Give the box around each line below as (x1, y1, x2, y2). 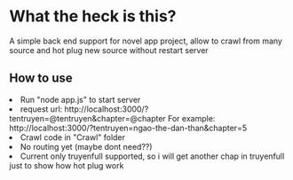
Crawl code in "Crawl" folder (20, 131, 126, 143)
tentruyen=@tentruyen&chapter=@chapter (9, 113, 166, 123)
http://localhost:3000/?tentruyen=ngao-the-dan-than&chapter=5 (9, 122, 247, 133)
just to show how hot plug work (9, 160, 124, 170)
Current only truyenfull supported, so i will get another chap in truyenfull (20, 151, 285, 161)
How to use (9, 71, 73, 86)
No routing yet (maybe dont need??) (20, 141, 153, 152)
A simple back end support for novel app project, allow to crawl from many (9, 35, 282, 46)
